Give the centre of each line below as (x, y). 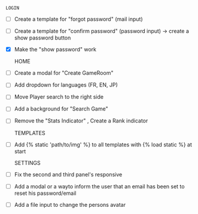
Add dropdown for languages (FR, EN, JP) (66, 85)
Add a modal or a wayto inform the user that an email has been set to (99, 186)
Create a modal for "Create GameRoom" (64, 73)
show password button (42, 38)
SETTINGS (28, 163)
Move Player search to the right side (59, 97)
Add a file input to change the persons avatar (70, 204)
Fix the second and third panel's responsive (68, 174)
